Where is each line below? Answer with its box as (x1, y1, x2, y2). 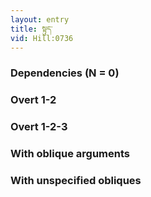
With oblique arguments (10, 147, 131, 161)
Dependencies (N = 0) (10, 66, 120, 80)
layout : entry (10, 14, 70, 25)
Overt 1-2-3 (10, 120, 68, 134)
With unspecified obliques (10, 173, 142, 187)
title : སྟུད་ (10, 24, 53, 34)
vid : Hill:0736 (10, 33, 74, 43)
